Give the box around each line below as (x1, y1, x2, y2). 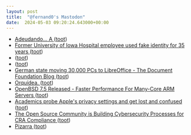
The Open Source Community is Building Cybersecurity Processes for (14, 110, 184, 117)
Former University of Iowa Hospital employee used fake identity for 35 (14, 42, 185, 49)
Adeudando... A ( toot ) (14, 36, 68, 43)
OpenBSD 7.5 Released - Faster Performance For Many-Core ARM (14, 86, 175, 93)
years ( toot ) (14, 48, 43, 55)
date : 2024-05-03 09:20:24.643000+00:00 (6, 19, 109, 25)
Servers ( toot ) (14, 92, 49, 99)
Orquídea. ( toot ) (14, 79, 54, 86)
